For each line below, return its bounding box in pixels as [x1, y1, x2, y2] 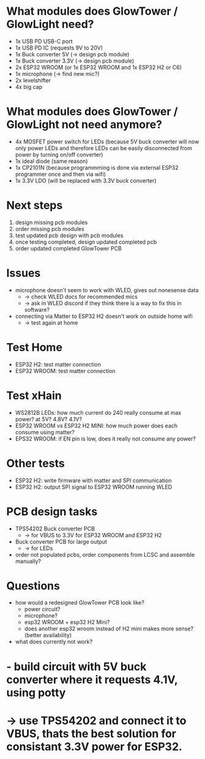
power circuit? [24, 605, 61, 613]
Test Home [6, 340, 63, 354]
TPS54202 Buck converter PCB [15, 525, 95, 532]
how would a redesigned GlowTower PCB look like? [15, 599, 145, 606]
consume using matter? [15, 428, 75, 436]
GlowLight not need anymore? [6, 118, 163, 132]
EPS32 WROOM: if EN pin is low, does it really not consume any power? [15, 435, 196, 442]
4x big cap [15, 83, 43, 90]
